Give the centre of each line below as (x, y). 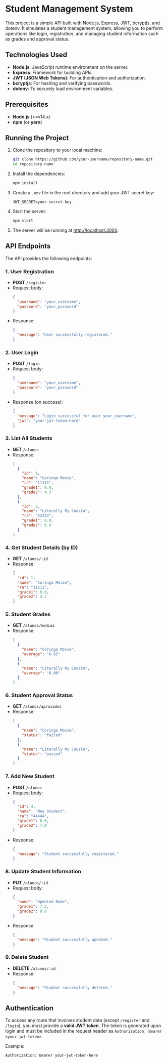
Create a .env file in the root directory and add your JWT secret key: (83, 193)
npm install (25, 183)
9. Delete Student (27, 957)
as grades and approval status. (37, 39)
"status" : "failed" (42, 735)
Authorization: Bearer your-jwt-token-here (52, 1055)
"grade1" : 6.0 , (38, 521)
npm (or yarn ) (27, 122)
